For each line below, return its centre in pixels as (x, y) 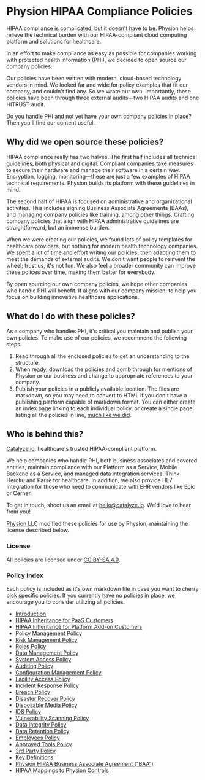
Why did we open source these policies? (85, 142)
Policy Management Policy (49, 633)
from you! (19, 512)
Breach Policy (33, 692)
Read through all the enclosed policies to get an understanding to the (102, 356)
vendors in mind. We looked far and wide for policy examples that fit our (97, 85)
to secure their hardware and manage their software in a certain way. (93, 170)
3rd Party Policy (35, 751)
